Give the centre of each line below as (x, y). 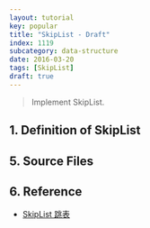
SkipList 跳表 (46, 214)
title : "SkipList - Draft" (60, 34)
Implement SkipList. (68, 102)
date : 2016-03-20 (42, 59)
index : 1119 (31, 43)
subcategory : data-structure (64, 51)
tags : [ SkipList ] (42, 68)
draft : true (31, 77)
